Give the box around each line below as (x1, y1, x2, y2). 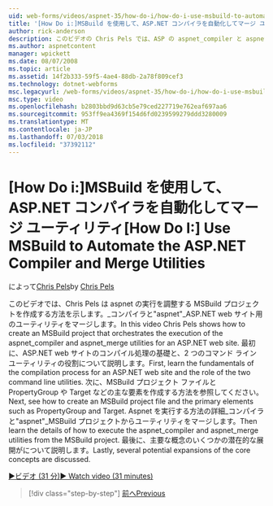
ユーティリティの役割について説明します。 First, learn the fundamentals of (8, 359, 254, 369)
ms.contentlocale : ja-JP (8, 125, 93, 133)
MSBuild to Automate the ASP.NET (8, 237, 246, 255)
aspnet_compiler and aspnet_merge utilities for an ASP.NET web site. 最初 (8, 338, 256, 348)
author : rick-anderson (8, 27, 85, 35)
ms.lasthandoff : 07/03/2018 (8, 133, 104, 141)
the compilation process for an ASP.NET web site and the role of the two (8, 368, 251, 377)
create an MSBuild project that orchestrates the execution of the (8, 329, 223, 338)
